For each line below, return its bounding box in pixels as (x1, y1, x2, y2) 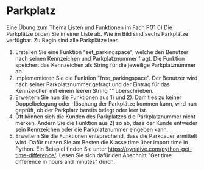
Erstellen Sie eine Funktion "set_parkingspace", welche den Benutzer (15, 48, 189, 55)
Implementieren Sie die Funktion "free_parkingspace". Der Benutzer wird (15, 74, 198, 81)
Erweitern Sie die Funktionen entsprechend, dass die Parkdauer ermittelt (15, 132, 198, 140)
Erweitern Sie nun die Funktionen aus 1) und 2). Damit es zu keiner (15, 93, 182, 101)
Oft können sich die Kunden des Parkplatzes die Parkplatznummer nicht (15, 113, 196, 120)
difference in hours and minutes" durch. (15, 158, 116, 165)
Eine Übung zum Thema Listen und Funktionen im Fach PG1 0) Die (6, 24, 172, 31)
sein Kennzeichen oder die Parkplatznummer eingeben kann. (15, 126, 169, 133)
